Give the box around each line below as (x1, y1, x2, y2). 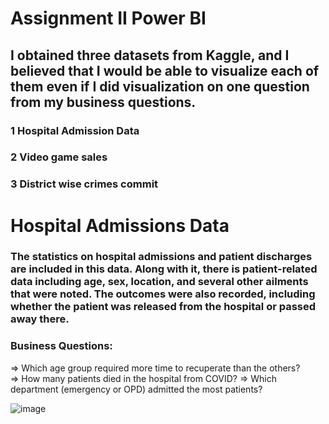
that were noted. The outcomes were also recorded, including (10, 287, 316, 301)
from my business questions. (10, 93, 197, 111)
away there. (10, 312, 70, 326)
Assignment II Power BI (10, 7, 207, 30)
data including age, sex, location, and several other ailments (10, 275, 309, 289)
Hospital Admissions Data (10, 214, 230, 237)
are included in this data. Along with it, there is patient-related (10, 262, 318, 276)
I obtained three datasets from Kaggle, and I (10, 47, 290, 64)
